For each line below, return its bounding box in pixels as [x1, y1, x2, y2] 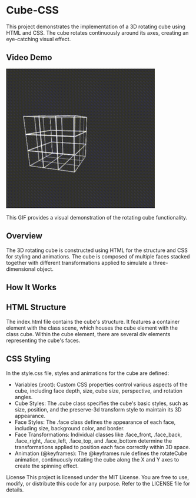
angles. [14, 393, 33, 400]
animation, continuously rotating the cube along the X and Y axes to [14, 456, 180, 463]
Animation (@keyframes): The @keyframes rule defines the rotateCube [14, 450, 188, 457]
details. [6, 486, 24, 493]
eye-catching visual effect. [6, 35, 71, 42]
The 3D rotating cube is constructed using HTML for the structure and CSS [6, 247, 188, 254]
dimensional [6, 265, 36, 273]
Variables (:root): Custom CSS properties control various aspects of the [14, 381, 188, 388]
